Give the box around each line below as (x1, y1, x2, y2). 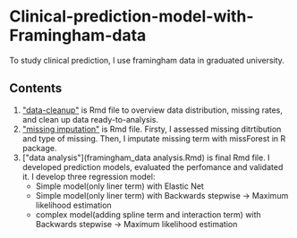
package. (21, 142, 57, 153)
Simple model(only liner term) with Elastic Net (35, 181, 204, 191)
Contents (9, 81, 63, 96)
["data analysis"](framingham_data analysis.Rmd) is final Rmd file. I (21, 152, 270, 163)
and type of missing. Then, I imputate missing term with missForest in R (21, 132, 286, 144)
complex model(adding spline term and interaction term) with (35, 208, 261, 220)
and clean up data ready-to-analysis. (21, 114, 159, 124)
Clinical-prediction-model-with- (9, 6, 254, 27)
